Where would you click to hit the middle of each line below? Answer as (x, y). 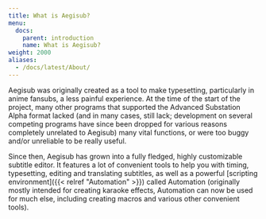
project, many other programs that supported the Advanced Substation (124, 107)
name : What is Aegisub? (62, 45)
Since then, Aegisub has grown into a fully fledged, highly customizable (125, 156)
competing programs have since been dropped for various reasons (118, 123)
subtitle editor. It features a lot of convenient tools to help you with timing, (129, 165)
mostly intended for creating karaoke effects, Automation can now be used (131, 190)
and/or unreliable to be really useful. (67, 141)
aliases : (23, 61)
